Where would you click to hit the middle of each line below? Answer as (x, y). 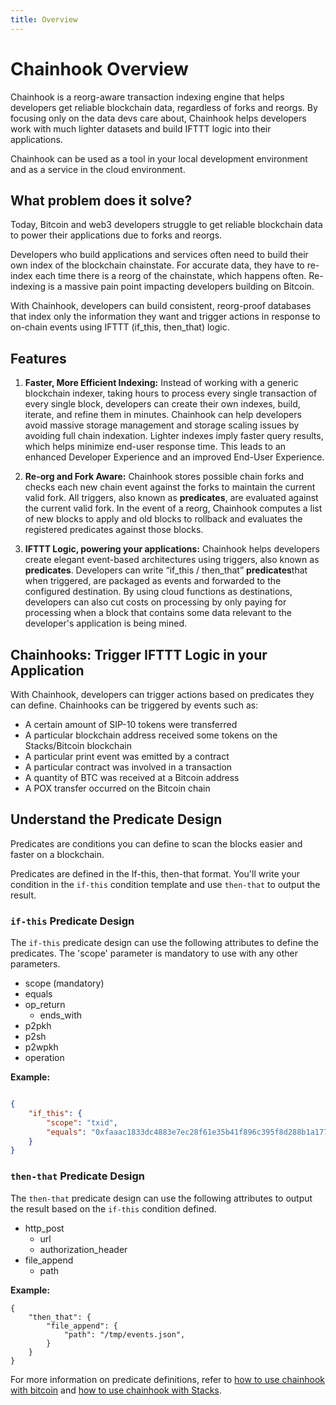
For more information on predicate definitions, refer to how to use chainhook (168, 1379)
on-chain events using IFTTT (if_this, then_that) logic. (120, 327)
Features (38, 358)
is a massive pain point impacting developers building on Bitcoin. (181, 287)
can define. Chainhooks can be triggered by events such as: (134, 705)
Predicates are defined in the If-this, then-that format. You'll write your (155, 873)
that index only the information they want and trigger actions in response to (165, 317)
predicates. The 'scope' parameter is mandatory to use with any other (154, 953)
